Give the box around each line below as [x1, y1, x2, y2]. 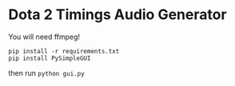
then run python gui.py [8, 68, 86, 77]
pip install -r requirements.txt [8, 47, 120, 55]
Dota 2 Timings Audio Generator [8, 6, 227, 24]
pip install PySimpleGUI [8, 54, 91, 62]
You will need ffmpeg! [8, 32, 81, 41]
